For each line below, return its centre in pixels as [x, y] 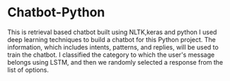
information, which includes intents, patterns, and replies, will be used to [113, 47]
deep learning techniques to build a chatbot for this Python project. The [111, 39]
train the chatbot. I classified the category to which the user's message [111, 55]
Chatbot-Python [56, 12]
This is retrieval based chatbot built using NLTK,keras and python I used [112, 32]
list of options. [28, 70]
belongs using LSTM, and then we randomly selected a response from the [115, 62]
